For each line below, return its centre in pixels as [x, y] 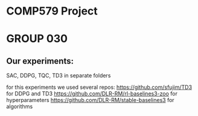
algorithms [20, 106]
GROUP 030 [37, 39]
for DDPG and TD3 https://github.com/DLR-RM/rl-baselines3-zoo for [92, 94]
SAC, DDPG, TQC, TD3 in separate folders [59, 76]
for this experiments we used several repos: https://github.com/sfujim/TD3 [99, 87]
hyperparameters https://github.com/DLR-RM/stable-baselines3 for [90, 100]
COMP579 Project [52, 11]
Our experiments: [40, 61]
